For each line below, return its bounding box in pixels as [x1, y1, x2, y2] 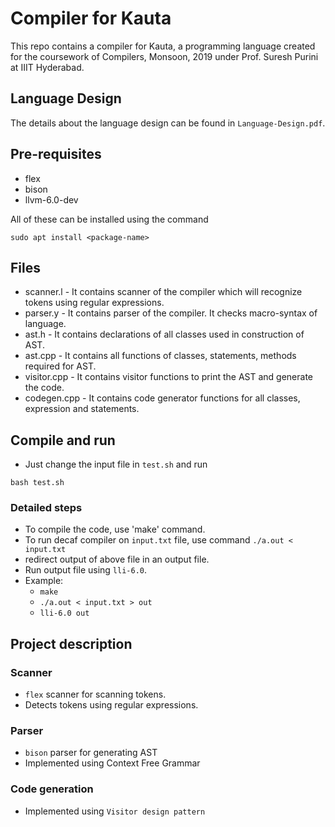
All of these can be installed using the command [10, 213, 209, 225]
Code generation [10, 782, 94, 796]
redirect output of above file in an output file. [24, 553, 210, 566]
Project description [10, 635, 133, 652]
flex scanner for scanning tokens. [24, 688, 167, 701]
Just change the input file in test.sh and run [24, 458, 208, 471]
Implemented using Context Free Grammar [24, 757, 201, 769]
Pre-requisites [10, 146, 102, 163]
